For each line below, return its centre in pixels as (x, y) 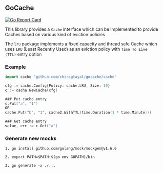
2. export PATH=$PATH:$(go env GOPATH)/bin (50, 157)
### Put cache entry (26, 99)
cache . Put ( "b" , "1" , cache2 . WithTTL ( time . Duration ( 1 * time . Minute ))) (78, 113)
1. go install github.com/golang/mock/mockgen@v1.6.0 (61, 149)
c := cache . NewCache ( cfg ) (31, 90)
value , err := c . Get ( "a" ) (31, 126)
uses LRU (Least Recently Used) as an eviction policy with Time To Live (76, 49)
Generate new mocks (31, 138)
